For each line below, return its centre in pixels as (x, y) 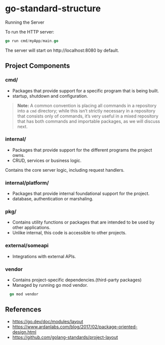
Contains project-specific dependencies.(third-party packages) (77, 280)
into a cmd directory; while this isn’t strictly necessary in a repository (86, 111)
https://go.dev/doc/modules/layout (48, 321)
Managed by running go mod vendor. (50, 285)
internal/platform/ (27, 183)
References (23, 310)
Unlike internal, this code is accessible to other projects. (69, 233)
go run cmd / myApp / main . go (32, 41)
